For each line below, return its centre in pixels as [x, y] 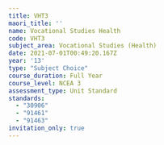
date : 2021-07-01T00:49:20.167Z [63, 53]
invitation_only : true [46, 128]
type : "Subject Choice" [48, 68]
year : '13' [27, 61]
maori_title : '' [36, 23]
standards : [27, 98]
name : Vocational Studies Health [65, 31]
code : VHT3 [27, 38]
